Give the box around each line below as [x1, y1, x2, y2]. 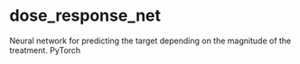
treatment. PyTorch [9, 44, 81, 55]
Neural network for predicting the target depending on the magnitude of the [9, 35, 292, 46]
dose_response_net [9, 5, 161, 26]
